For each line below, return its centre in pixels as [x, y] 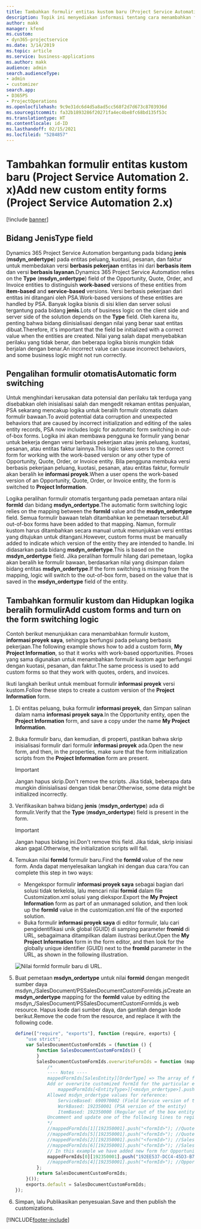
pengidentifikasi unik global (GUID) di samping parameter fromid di [107, 929]
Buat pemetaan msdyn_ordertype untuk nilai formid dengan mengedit [102, 978]
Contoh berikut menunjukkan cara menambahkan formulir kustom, [88, 634]
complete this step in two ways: [54, 873]
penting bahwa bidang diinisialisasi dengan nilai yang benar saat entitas [95, 323]
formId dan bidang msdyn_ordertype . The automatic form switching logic [97, 505]
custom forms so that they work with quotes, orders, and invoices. [88, 672]
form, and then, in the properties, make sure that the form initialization [101, 752]
